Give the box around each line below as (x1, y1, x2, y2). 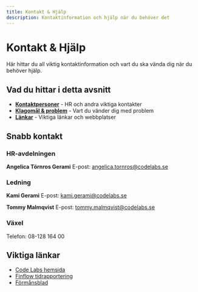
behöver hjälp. (6, 67, 43, 75)
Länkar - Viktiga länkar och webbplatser (15, 113, 117, 121)
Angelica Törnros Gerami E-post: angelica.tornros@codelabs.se (6, 163, 168, 170)
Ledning (6, 178, 32, 187)
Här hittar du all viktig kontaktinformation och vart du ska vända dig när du (6, 61, 193, 68)
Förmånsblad (15, 279, 49, 287)
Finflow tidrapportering (15, 273, 73, 280)
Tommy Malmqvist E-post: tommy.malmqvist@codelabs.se (6, 204, 155, 211)
